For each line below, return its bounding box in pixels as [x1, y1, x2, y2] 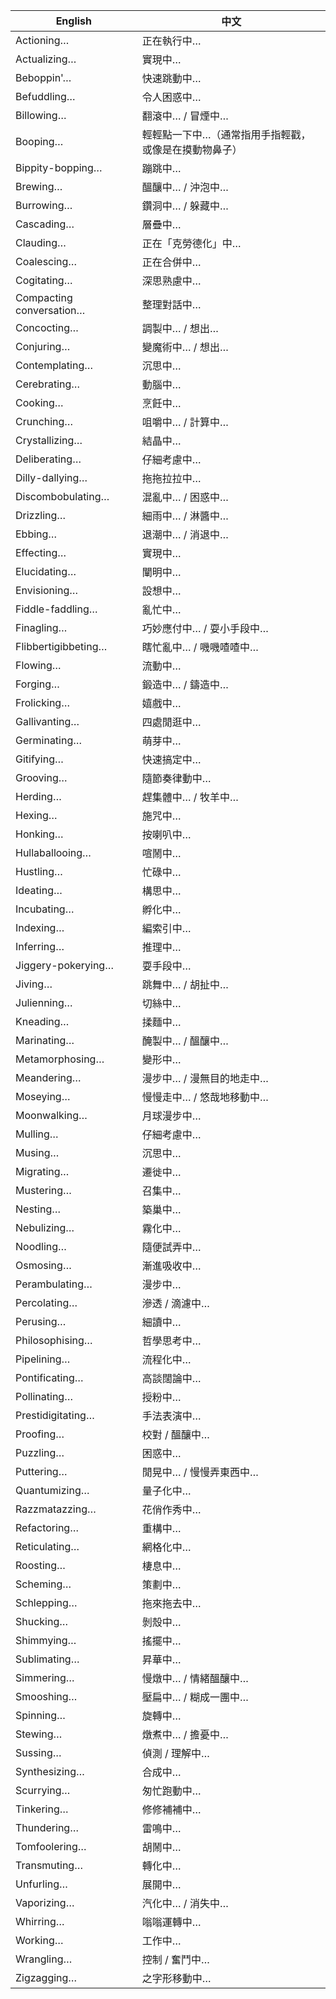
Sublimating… [15, 1652, 80, 1666]
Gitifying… [15, 752, 64, 766]
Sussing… [15, 1746, 62, 1759]
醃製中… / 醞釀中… [141, 1034, 229, 1048]
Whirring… [15, 1915, 65, 1928]
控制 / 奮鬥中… [141, 1953, 210, 1966]
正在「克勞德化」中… [141, 237, 242, 250]
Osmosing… [15, 1259, 72, 1272]
